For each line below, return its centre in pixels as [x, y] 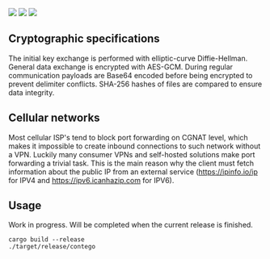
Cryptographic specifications [84, 39]
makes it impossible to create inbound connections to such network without [135, 146]
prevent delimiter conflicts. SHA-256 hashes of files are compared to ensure [135, 84]
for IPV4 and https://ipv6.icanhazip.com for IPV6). [91, 180]
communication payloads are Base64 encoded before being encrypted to [131, 75]
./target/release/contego [52, 247]
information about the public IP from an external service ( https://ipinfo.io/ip [133, 171]
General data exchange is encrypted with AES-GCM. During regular [120, 67]
